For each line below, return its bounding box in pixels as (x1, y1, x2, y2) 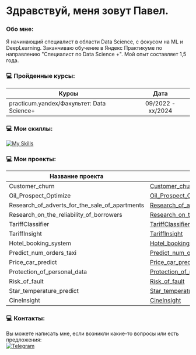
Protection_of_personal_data (9, 268, 87, 276)
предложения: (6, 336, 42, 343)
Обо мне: (6, 25, 34, 33)
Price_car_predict (9, 258, 57, 267)
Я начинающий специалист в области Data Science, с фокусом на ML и (6, 38, 184, 45)
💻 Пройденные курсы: (6, 72, 75, 80)
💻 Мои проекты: (6, 155, 57, 163)
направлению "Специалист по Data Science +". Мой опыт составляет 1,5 (6, 51, 187, 58)
